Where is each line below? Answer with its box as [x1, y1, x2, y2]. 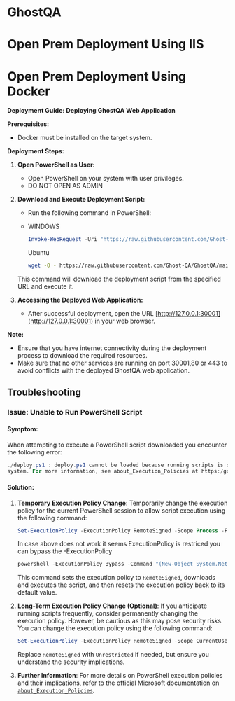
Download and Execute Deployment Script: [17, 195, 145, 204]
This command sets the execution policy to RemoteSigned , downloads [17, 574, 215, 582]
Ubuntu [27, 249, 50, 257]
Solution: [7, 483, 35, 491]
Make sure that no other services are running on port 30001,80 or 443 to [17, 359, 227, 368]
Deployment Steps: [7, 147, 64, 155]
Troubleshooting [7, 387, 82, 398]
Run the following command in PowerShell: [27, 209, 152, 217]
